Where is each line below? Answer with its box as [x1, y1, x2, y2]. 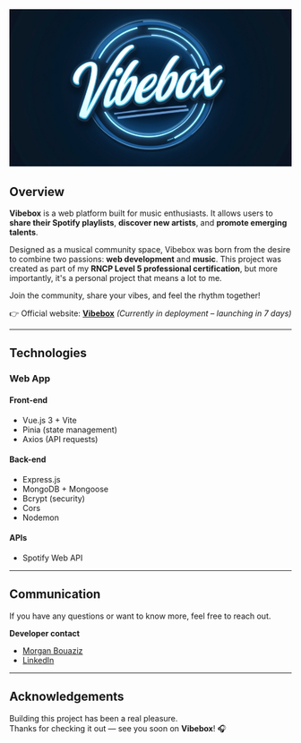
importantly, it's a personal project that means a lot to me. [9, 273, 222, 284]
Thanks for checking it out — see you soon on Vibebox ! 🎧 [9, 722, 227, 733]
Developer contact [9, 628, 81, 638]
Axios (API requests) [21, 433, 99, 444]
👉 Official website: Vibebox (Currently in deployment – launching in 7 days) [9, 308, 292, 319]
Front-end [9, 394, 47, 406]
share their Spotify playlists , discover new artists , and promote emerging [9, 218, 288, 228]
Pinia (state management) [21, 424, 118, 435]
